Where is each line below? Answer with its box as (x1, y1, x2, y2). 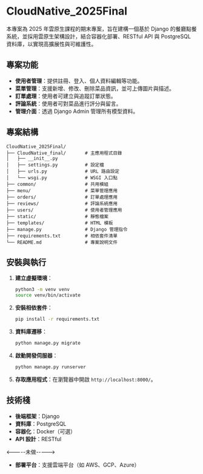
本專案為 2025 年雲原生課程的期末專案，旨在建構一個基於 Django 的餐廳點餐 (6, 25, 197, 32)
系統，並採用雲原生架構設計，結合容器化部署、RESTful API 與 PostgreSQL (6, 32, 191, 40)
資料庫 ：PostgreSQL (15, 420, 67, 427)
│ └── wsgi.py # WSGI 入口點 (6, 174, 118, 180)
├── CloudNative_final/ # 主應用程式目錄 (6, 150, 122, 156)
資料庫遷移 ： (15, 328, 47, 335)
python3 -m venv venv (15, 287, 70, 293)
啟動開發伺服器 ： (15, 351, 58, 359)
